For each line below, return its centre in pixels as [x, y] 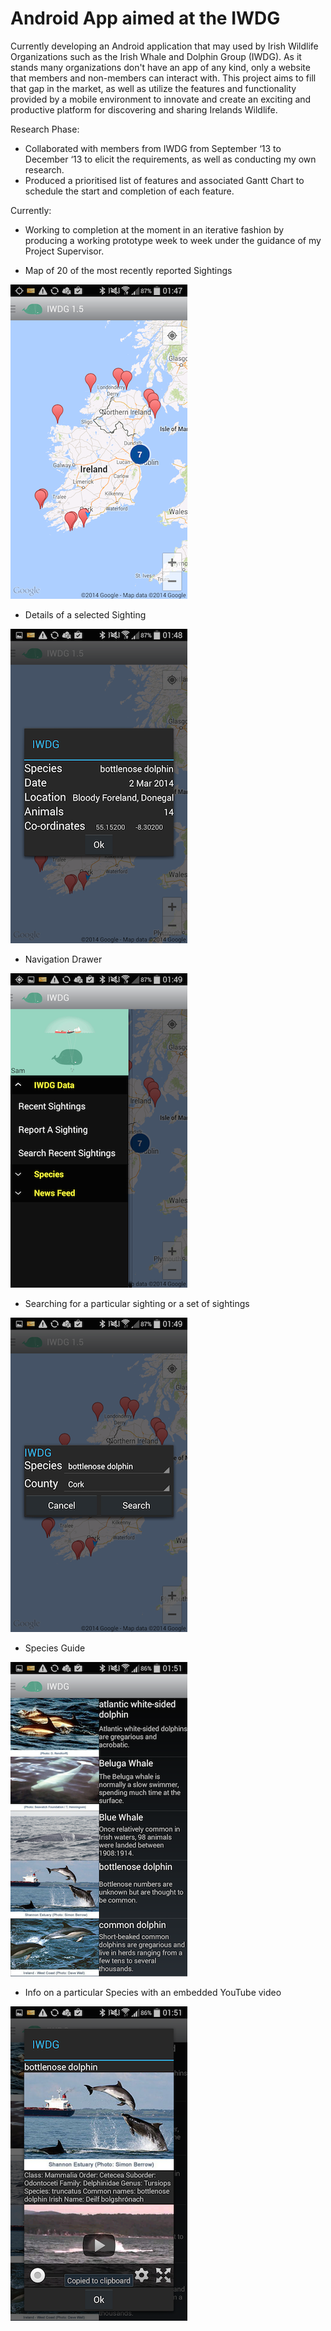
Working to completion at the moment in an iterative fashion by [154, 229]
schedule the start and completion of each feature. [129, 191]
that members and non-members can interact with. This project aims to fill [163, 78]
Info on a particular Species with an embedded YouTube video [153, 1992]
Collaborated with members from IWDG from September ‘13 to [153, 148]
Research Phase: [45, 129]
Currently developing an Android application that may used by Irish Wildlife [164, 46]
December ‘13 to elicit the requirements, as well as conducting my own [170, 159]
